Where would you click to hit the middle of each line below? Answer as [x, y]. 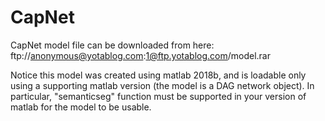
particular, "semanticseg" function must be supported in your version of [158, 96]
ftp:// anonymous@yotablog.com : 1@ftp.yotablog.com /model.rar [140, 55]
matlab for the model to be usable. [81, 107]
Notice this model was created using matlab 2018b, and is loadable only [158, 75]
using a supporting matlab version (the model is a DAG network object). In [162, 85]
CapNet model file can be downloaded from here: [112, 45]
